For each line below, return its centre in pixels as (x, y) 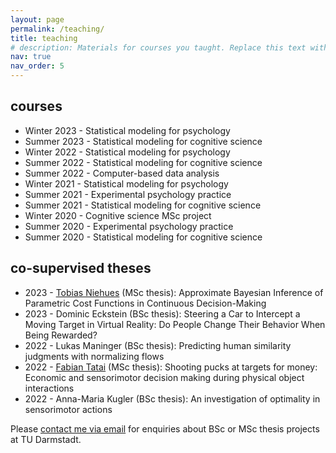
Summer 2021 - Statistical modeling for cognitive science (143, 205)
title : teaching (44, 38)
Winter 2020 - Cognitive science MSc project (118, 215)
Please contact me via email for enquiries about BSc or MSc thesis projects (165, 428)
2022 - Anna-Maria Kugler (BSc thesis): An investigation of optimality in (172, 398)
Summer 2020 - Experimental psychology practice (129, 226)
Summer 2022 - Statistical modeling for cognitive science (143, 162)
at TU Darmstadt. (46, 439)
